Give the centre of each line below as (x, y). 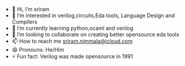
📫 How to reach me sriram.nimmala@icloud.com (72, 41)
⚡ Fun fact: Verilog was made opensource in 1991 (72, 56)
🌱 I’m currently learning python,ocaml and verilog (73, 28)
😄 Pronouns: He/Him (38, 50)
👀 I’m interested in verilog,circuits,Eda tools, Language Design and (93, 15)
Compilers (24, 22)
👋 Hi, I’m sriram (30, 9)
